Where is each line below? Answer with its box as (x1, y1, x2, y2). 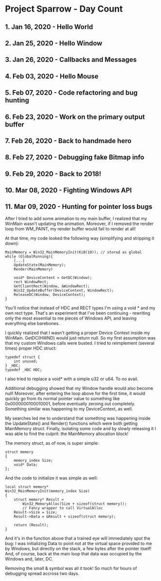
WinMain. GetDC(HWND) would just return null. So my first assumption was (5, 335, 156, 340)
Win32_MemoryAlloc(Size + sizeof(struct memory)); (22, 501, 127, 506)
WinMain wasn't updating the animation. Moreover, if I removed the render (5, 221, 154, 226)
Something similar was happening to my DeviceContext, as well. (5, 406, 133, 412)
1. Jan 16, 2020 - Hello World (5, 23, 93, 31)
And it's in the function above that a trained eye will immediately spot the (5, 535, 150, 541)
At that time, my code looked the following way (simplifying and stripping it (5, 235, 154, 241)
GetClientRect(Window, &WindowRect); (14, 284, 90, 289)
